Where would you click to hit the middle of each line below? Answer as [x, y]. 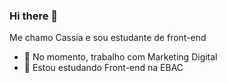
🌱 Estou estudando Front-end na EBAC [103, 68]
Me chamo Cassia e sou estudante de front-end [108, 38]
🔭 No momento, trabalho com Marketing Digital [120, 57]
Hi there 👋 [34, 16]
